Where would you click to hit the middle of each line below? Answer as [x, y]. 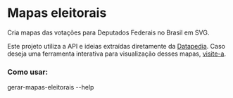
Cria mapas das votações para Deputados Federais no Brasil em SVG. [108, 32]
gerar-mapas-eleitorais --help [51, 87]
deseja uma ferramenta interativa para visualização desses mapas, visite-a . [117, 54]
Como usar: [27, 72]
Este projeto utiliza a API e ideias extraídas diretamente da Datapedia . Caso [116, 46]
